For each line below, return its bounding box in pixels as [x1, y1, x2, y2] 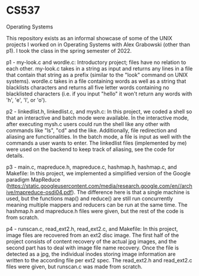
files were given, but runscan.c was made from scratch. [6, 263, 143, 270]
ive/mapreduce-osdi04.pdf [6, 188, 72, 195]
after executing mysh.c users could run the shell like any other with [6, 120, 170, 127]
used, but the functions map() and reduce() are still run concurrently [6, 195, 173, 202]
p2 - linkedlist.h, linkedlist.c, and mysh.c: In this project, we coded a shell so [6, 108, 192, 115]
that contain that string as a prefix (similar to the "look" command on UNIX [6, 71, 188, 78]
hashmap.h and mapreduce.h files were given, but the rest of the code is [6, 207, 184, 214]
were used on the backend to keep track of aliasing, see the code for [6, 146, 175, 153]
